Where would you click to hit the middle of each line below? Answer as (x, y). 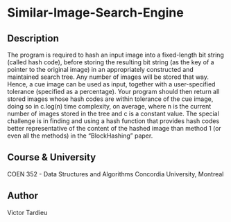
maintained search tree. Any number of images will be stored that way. (108, 77)
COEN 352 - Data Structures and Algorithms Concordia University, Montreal (115, 174)
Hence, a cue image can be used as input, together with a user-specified (111, 84)
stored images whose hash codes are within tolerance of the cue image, (110, 99)
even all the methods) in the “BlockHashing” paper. (80, 136)
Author (23, 196)
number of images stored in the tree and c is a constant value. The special (113, 113)
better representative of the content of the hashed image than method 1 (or (114, 128)
